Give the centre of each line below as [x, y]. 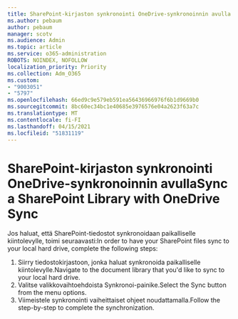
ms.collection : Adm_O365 [44, 73]
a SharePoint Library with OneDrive [114, 198]
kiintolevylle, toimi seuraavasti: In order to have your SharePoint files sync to [118, 241]
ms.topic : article [35, 47]
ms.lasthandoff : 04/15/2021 [49, 126]
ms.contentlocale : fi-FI [44, 120]
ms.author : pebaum [35, 21]
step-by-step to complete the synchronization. [86, 308]
